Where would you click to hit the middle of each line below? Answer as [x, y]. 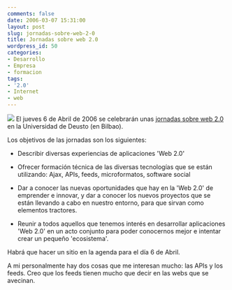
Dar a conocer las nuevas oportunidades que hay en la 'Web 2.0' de [115, 188]
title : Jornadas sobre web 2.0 [53, 40]
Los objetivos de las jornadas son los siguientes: [77, 140]
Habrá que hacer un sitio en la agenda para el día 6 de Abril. [94, 252]
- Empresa [22, 66]
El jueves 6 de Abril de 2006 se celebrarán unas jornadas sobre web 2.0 [120, 119]
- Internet [23, 92]
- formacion [24, 72]
